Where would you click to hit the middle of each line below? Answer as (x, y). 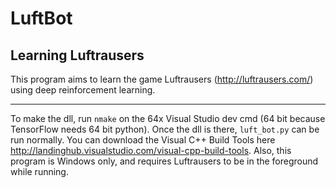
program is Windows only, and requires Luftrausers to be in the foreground (164, 161)
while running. (39, 171)
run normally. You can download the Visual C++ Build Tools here (143, 140)
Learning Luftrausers (77, 55)
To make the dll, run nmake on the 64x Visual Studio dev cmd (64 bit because (168, 118)
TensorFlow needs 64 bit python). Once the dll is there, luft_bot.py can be (165, 129)
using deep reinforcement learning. (83, 90)
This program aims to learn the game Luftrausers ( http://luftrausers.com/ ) (162, 79)
